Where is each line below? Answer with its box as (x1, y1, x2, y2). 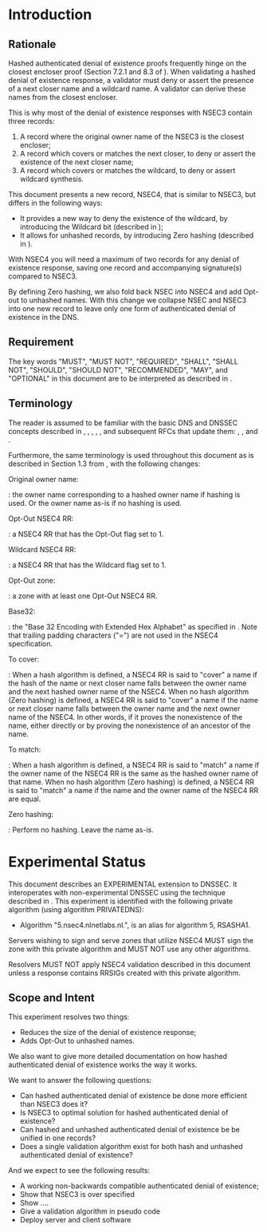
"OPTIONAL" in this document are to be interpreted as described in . (8, 373, 233, 383)
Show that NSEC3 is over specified (19, 1190, 135, 1199)
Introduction (8, 6, 92, 24)
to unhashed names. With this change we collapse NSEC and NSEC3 (21, 295, 247, 305)
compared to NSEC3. (8, 271, 78, 281)
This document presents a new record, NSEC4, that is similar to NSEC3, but (8, 190, 257, 199)
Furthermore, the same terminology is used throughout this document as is (8, 450, 254, 460)
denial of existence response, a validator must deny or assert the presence (8, 76, 254, 85)
